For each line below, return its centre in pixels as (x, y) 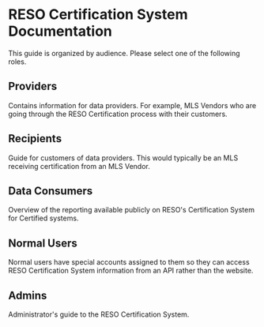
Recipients (35, 139)
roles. (17, 62)
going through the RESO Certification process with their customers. (118, 114)
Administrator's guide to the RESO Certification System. (99, 314)
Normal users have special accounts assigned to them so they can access (129, 262)
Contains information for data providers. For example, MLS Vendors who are (132, 105)
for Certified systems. (43, 218)
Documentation (60, 31)
